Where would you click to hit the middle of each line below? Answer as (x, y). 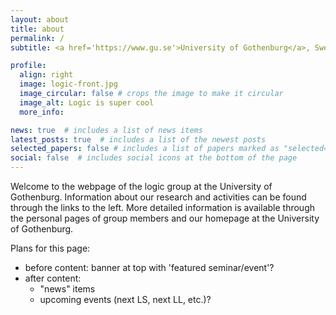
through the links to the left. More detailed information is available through (162, 207)
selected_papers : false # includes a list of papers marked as (145, 149)
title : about (37, 29)
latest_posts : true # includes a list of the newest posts (138, 139)
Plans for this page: (50, 248)
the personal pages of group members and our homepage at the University (165, 218)
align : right (46, 75)
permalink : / (37, 38)
